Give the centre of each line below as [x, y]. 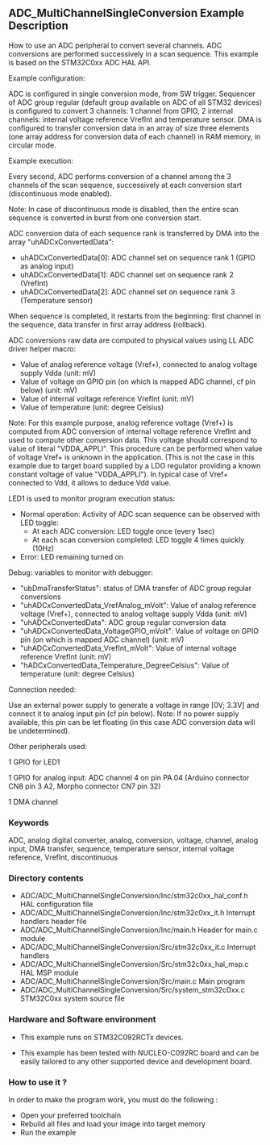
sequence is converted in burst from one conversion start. [105, 218]
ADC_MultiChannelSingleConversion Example [126, 13]
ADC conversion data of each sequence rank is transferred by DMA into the [134, 233]
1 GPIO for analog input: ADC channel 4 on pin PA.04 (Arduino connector [129, 777]
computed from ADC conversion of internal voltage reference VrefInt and [130, 431]
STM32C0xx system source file [72, 998]
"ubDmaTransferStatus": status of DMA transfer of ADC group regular [136, 588]
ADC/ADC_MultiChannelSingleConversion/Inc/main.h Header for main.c [139, 930]
